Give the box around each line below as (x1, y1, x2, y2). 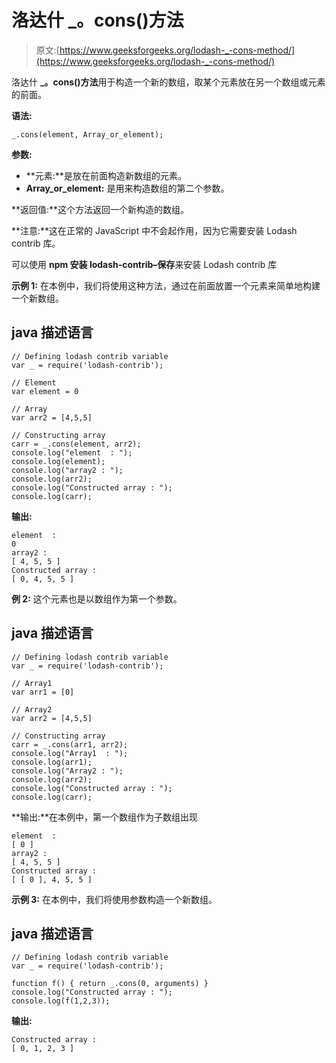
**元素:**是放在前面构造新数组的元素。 (25, 169, 187, 181)
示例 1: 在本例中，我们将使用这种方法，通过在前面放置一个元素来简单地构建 (11, 279, 321, 291)
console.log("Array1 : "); (11, 748, 129, 758)
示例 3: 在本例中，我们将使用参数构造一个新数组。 (11, 893, 218, 905)
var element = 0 (11, 386, 79, 396)
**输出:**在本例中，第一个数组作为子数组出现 (11, 811, 199, 823)
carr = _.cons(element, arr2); (11, 439, 142, 449)
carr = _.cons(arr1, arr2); (11, 739, 129, 750)
